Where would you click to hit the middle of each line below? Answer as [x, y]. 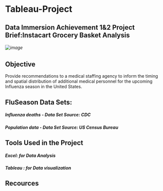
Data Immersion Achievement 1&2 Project [70, 27]
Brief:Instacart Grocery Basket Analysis [67, 35]
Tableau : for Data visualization [38, 168]
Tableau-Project [39, 9]
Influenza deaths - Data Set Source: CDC [48, 115]
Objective [20, 64]
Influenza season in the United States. [44, 87]
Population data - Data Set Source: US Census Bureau [62, 127]
